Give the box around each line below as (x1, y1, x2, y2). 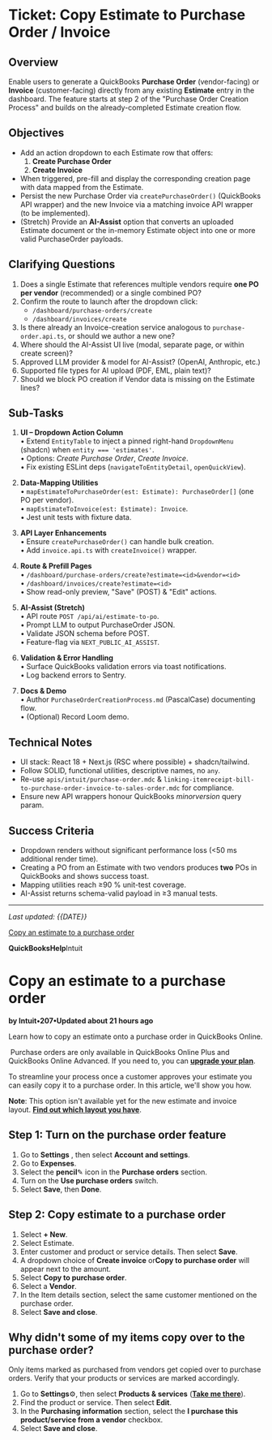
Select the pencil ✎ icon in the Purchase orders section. (19, 1167, 208, 1177)
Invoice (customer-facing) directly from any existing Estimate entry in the (8, 85, 255, 95)
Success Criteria (8, 824, 95, 837)
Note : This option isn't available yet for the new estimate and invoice (8, 1096, 237, 1105)
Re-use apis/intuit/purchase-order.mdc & (19, 774, 162, 785)
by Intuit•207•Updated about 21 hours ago (8, 1016, 154, 1025)
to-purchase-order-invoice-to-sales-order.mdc (19, 785, 181, 793)
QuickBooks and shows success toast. (19, 871, 150, 881)
